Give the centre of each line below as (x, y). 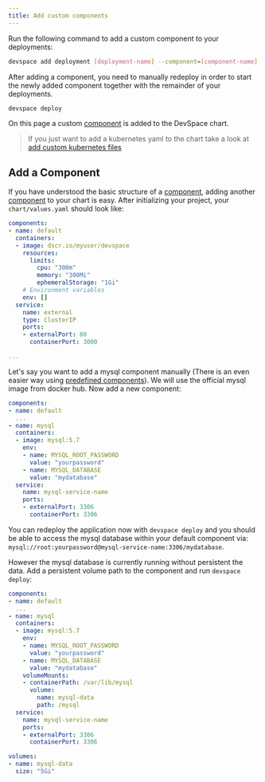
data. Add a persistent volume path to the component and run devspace (125, 571)
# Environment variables (64, 290)
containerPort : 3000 (63, 342)
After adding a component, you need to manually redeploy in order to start (130, 77)
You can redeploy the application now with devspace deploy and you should (132, 529)
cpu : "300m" (57, 268)
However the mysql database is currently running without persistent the (126, 562)
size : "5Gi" (35, 772)
